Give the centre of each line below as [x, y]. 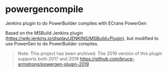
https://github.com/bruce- [107, 58]
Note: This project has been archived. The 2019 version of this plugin [90, 53]
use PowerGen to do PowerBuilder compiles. [52, 43]
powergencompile [44, 9]
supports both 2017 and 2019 [48, 58]
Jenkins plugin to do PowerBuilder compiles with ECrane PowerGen [76, 23]
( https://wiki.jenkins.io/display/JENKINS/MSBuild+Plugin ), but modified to [82, 38]
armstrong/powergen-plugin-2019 [53, 64]
